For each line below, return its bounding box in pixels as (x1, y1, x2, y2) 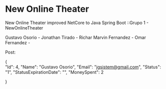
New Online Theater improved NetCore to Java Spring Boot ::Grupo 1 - (5, 20, 149, 26)
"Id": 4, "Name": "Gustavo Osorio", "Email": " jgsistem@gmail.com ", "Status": (5, 64, 161, 70)
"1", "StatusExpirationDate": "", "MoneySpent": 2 (5, 69, 104, 75)
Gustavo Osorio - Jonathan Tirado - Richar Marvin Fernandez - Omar (5, 34, 146, 40)
